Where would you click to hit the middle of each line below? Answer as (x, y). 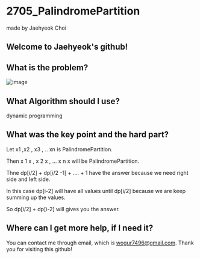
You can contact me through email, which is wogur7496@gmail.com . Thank (100, 243)
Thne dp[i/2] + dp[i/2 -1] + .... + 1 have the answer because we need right (97, 172)
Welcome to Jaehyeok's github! (67, 47)
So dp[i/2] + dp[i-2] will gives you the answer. (63, 209)
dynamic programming (34, 116)
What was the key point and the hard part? (88, 135)
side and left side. (28, 179)
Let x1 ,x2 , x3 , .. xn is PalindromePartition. (59, 149)
